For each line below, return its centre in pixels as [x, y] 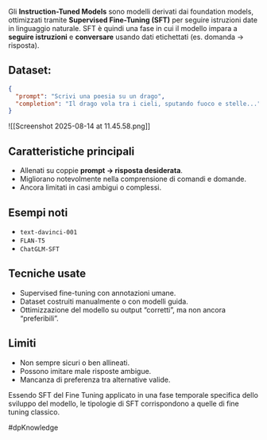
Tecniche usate [47, 274]
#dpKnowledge [33, 427]
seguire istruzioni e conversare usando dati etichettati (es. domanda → [126, 37]
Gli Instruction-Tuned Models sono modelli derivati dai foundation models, [131, 12]
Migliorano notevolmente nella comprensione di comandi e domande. [133, 179]
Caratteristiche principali [72, 151]
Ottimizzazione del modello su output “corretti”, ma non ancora [123, 309]
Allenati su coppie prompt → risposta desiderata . [101, 171]
